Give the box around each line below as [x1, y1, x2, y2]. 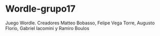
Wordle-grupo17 [5, 3, 76, 15]
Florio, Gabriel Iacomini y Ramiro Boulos [5, 25, 89, 31]
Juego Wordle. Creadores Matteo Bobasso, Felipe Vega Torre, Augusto [5, 20, 155, 26]
